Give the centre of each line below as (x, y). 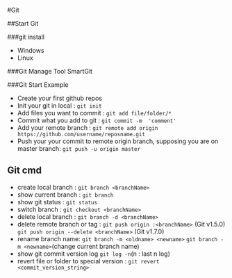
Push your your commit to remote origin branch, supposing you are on (118, 141)
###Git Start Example (38, 85)
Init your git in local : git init (59, 106)
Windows (31, 50)
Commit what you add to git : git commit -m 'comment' (97, 120)
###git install (26, 37)
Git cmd (24, 171)
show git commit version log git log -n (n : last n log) (93, 254)
